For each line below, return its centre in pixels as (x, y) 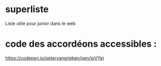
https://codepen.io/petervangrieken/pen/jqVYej (55, 58)
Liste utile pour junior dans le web (41, 23)
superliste (27, 9)
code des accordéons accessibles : (81, 44)
